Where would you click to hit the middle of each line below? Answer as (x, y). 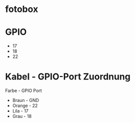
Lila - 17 (20, 111)
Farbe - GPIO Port (24, 90)
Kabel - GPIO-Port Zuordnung (68, 77)
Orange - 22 (25, 105)
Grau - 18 (22, 116)
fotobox (22, 9)
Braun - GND (26, 100)
